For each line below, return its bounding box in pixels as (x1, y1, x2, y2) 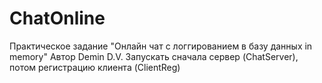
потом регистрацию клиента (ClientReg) (9, 61, 181, 73)
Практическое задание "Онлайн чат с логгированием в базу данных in (9, 40, 313, 52)
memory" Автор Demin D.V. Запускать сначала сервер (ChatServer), (9, 50, 299, 62)
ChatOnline (9, 7, 106, 30)
